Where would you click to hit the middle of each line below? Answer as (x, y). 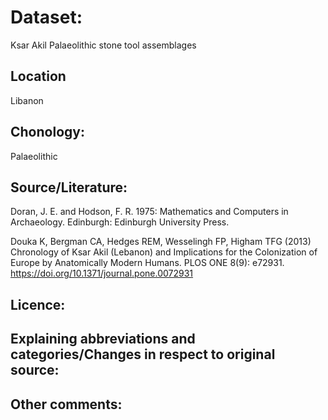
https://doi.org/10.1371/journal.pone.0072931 (102, 273)
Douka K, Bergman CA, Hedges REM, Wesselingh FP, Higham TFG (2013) (161, 242)
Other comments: (66, 404)
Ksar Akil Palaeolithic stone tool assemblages (103, 45)
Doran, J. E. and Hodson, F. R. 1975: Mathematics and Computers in (149, 212)
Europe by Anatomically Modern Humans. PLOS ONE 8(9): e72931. (147, 263)
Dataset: (46, 17)
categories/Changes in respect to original (143, 354)
